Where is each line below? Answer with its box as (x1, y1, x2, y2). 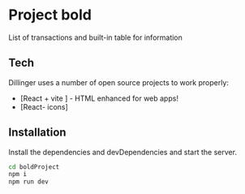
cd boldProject (8, 162, 60, 171)
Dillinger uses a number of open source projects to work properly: (8, 77, 230, 87)
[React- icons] (19, 101, 69, 111)
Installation (8, 126, 67, 140)
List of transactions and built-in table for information (8, 32, 183, 42)
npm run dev (8, 178, 49, 186)
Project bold (8, 6, 92, 24)
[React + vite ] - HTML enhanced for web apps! (19, 93, 178, 103)
